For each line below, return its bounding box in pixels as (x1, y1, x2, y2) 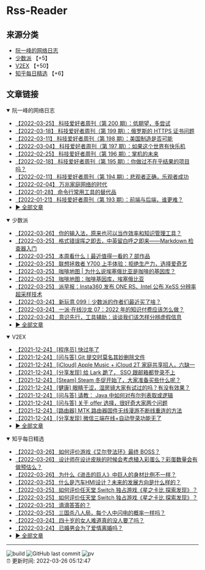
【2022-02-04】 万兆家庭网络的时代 (15, 181, 108, 188)
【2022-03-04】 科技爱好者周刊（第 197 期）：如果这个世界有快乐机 (15, 142, 186, 150)
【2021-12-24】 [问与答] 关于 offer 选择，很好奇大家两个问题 (15, 399, 168, 406)
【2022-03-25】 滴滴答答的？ (15, 501, 91, 508)
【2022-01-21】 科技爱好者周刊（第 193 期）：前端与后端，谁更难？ (15, 196, 184, 203)
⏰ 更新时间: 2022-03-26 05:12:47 (6, 557, 91, 565)
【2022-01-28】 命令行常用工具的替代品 (15, 188, 117, 195)
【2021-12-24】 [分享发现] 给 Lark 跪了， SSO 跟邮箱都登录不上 (15, 369, 176, 376)
